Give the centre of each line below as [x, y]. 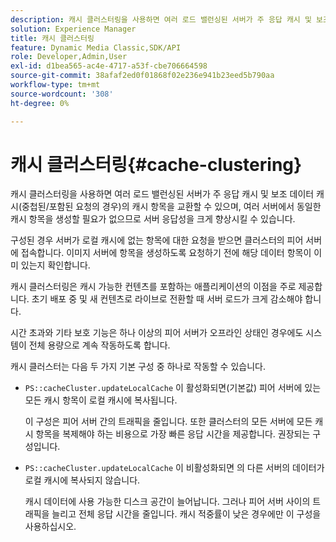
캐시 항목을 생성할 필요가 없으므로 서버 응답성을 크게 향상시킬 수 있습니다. [153, 219]
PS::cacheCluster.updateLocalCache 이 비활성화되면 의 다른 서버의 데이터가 [174, 468]
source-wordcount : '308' [62, 94]
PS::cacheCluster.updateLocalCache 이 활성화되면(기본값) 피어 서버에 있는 [173, 388]
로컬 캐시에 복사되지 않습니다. [82, 480]
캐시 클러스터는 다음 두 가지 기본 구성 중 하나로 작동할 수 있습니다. [138, 367]
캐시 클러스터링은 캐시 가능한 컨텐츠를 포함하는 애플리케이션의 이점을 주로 [153, 287]
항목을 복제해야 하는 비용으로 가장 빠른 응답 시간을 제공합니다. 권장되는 [173, 434]
